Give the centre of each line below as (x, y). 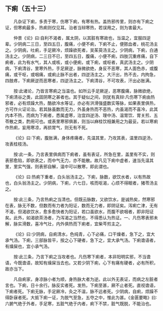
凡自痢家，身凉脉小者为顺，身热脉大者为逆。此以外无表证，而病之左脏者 (86, 279)
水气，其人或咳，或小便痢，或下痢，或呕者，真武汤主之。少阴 (92, 62)
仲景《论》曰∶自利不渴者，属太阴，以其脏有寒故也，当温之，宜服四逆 (82, 38)
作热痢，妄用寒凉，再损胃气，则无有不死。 (48, 127)
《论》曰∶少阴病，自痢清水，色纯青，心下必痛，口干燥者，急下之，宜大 (84, 234)
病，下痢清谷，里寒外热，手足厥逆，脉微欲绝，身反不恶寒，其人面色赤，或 (79, 68)
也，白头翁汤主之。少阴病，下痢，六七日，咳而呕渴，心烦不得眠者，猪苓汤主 (81, 183)
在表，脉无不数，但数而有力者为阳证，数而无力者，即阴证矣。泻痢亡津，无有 (81, 205)
